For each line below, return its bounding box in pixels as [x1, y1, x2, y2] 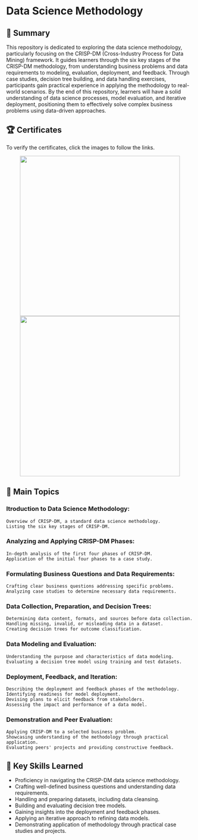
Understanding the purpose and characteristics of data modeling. [6, 653, 174, 659]
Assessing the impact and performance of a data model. [6, 702, 147, 708]
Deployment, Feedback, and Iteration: [6, 672, 118, 681]
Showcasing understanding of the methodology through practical [6, 734, 169, 740]
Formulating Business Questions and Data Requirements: [6, 569, 175, 578]
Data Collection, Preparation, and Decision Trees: [6, 602, 152, 610]
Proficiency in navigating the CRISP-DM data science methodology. [14, 777, 180, 784]
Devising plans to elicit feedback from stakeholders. [6, 696, 145, 702]
